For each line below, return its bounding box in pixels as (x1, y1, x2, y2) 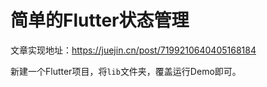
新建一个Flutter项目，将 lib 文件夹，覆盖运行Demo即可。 (10, 65, 242, 77)
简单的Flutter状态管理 (10, 9, 190, 32)
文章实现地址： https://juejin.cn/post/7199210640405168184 (10, 44, 257, 56)
